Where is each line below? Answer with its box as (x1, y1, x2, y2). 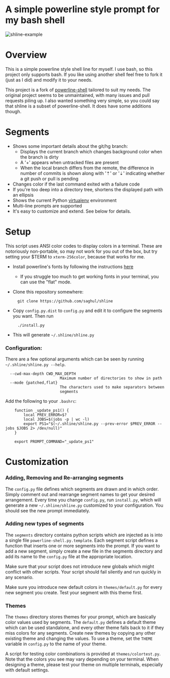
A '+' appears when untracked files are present (20, 159, 119, 165)
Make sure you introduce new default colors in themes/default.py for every (5, 584, 162, 590)
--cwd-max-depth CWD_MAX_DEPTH (10, 371, 76, 377)
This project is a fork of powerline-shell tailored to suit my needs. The (5, 87, 151, 93)
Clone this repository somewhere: (12, 289, 84, 295)
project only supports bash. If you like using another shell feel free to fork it (5, 71, 163, 77)
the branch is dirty (20, 154, 59, 160)
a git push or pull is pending (20, 175, 79, 181)
